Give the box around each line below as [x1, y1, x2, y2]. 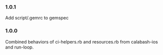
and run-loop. [5, 44, 34, 50]
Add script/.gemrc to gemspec [5, 15, 69, 21]
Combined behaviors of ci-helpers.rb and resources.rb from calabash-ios [5, 38, 158, 44]
